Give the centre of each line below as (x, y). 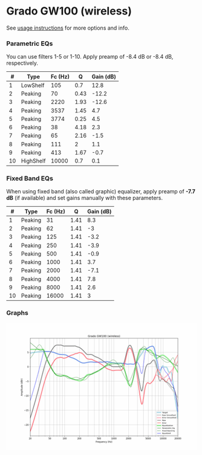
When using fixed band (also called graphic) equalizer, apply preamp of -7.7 (101, 192)
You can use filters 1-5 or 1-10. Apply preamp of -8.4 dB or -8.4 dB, (90, 57)
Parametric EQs (30, 44)
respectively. (22, 63)
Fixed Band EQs (30, 178)
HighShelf (33, 161)
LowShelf (33, 85)
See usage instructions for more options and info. (68, 28)
